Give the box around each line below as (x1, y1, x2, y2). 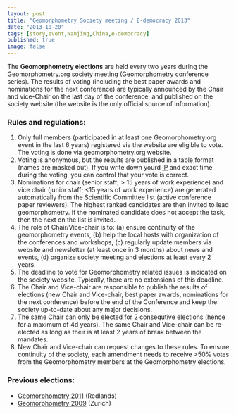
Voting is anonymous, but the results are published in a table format (17, 156, 214, 164)
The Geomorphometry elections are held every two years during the (7, 63, 209, 70)
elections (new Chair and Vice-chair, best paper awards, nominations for (17, 290, 229, 299)
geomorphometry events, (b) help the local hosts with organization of (17, 230, 220, 239)
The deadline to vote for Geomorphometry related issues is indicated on (17, 268, 227, 277)
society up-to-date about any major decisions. (17, 306, 153, 314)
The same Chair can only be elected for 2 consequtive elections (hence (17, 313, 225, 321)
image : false (7, 43, 46, 50)
